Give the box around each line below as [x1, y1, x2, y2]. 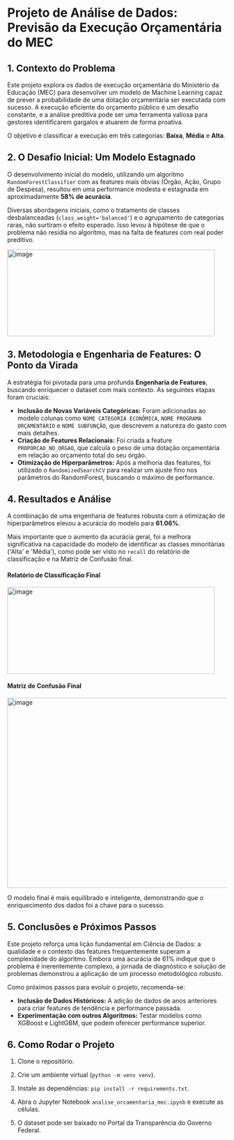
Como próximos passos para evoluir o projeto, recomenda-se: [7, 982, 186, 991]
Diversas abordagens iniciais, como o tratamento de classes [7, 206, 180, 214]
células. [17, 1105, 40, 1113]
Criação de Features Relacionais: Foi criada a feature [17, 436, 173, 444]
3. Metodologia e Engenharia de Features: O [7, 349, 202, 361]
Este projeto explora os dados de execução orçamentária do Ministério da [7, 81, 219, 89]
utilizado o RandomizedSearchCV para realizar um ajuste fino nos [17, 465, 198, 474]
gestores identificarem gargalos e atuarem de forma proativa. [7, 118, 184, 126]
